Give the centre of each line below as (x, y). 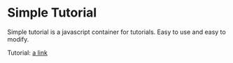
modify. (18, 39)
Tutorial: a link (27, 53)
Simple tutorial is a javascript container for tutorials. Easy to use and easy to (116, 32)
